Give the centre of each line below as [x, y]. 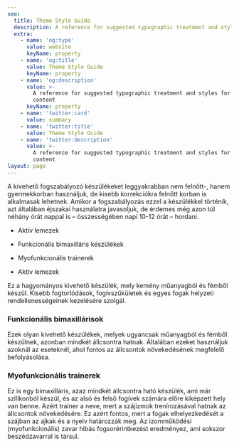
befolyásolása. [29, 357]
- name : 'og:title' [49, 60]
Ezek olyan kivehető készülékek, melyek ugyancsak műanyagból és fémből [117, 334]
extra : [23, 34]
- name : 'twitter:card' [55, 113]
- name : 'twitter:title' [57, 126]
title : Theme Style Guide [52, 21]
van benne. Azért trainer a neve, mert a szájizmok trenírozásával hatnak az [117, 406]
